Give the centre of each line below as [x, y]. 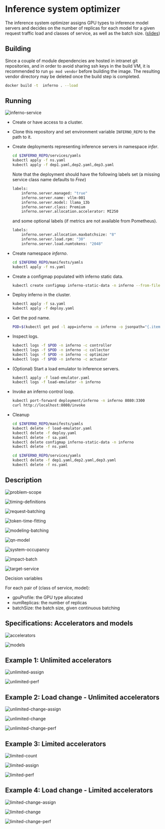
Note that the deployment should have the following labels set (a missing [86, 174]
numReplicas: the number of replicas [49, 602]
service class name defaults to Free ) [49, 180]
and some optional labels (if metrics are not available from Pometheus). [85, 221]
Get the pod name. [31, 318]
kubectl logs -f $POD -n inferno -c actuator [60, 359]
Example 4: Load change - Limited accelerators [79, 790]
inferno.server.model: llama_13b [56, 202]
